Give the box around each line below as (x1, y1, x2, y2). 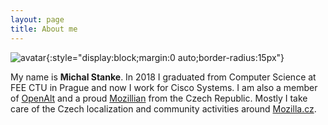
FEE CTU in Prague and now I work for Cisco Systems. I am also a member (10, 81, 318, 93)
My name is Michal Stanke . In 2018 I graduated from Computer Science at (10, 71, 317, 83)
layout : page (10, 14, 65, 25)
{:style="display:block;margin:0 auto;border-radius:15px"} (46, 51, 285, 63)
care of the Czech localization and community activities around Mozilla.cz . (10, 102, 317, 115)
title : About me (10, 24, 78, 34)
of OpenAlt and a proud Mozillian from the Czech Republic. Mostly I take (10, 92, 308, 104)
